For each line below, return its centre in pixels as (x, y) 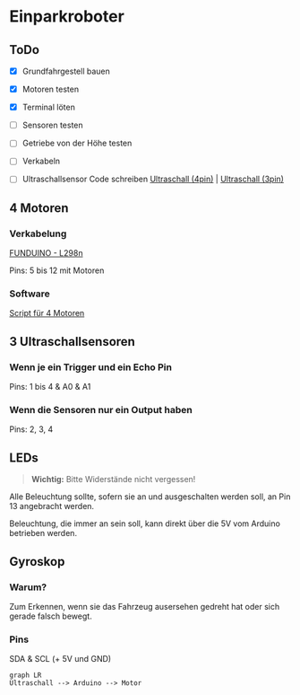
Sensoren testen (52, 125)
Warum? (28, 587)
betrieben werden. (43, 533)
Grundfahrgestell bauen (66, 71)
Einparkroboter (67, 17)
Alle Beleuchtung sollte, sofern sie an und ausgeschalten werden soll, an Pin (150, 497)
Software (30, 294)
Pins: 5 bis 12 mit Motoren (57, 270)
